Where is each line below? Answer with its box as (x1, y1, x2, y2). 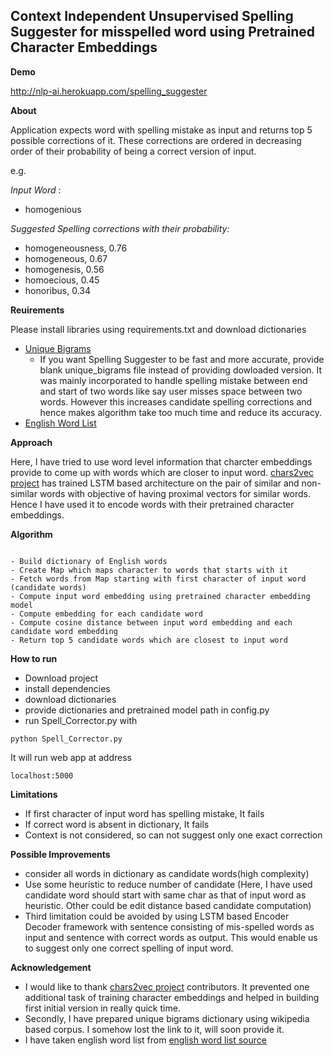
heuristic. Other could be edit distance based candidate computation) (24, 899, 312, 911)
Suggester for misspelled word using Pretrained (10, 24, 316, 41)
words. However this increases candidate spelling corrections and (39, 395, 313, 408)
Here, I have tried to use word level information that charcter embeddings (10, 455, 313, 468)
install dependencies (24, 682, 111, 694)
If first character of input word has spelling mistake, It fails (24, 807, 265, 819)
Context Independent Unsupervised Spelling (10, 8, 294, 25)
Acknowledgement (10, 961, 92, 973)
